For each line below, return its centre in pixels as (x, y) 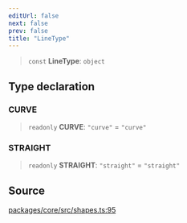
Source (27, 190)
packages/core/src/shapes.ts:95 (62, 210)
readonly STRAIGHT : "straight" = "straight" (104, 165)
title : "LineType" (39, 38)
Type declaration (51, 87)
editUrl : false (34, 16)
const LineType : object (67, 61)
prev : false (28, 31)
